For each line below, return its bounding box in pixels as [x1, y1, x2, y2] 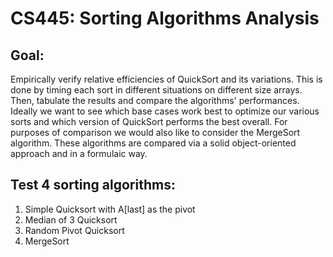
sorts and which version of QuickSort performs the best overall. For [10, 116, 288, 127]
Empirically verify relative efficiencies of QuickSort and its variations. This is [10, 73, 323, 85]
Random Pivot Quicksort [24, 224, 125, 236]
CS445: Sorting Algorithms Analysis [10, 7, 320, 30]
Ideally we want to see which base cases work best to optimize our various [10, 105, 320, 117]
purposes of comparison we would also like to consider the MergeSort [10, 127, 301, 138]
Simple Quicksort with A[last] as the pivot [24, 203, 196, 215]
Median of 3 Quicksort [24, 213, 118, 226]
